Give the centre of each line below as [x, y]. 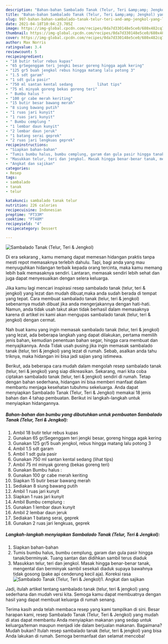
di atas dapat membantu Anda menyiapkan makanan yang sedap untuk [79, 620]
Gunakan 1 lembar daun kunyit [44, 507]
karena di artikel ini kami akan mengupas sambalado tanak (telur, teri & [78, 314]
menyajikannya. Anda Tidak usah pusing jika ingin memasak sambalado [79, 345]
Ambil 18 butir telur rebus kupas [46, 433]
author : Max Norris [26, 43]
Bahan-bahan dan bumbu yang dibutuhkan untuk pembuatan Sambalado [84, 414]
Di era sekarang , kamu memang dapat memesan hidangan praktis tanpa [80, 257]
